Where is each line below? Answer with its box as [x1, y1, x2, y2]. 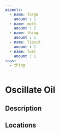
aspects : [5, 7, 23, 12]
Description [5, 104, 42, 113]
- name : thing [9, 30, 38, 35]
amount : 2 [14, 26, 36, 31]
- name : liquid [9, 40, 41, 45]
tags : [5, 58, 16, 63]
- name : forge [9, 12, 38, 17]
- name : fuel [9, 49, 36, 54]
